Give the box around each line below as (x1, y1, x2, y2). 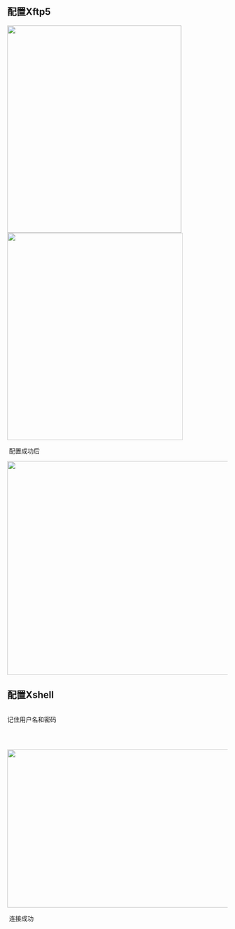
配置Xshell (7, 689, 55, 701)
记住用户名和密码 (7, 715, 57, 724)
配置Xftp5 (7, 6, 51, 18)
